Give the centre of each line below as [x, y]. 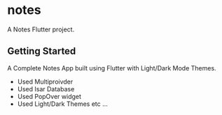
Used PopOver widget [49, 96]
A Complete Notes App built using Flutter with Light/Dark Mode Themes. [112, 68]
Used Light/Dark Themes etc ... [63, 104]
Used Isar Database [46, 89]
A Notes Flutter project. [41, 29]
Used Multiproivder [45, 82]
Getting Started [42, 51]
